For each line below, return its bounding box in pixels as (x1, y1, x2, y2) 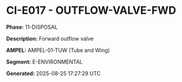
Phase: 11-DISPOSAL (6, 23, 58, 31)
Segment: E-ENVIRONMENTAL (6, 58, 83, 65)
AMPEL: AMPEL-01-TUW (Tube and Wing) (6, 46, 110, 54)
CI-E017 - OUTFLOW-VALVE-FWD (6, 4, 177, 17)
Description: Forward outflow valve (6, 35, 94, 42)
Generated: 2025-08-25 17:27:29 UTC (6, 69, 101, 77)
